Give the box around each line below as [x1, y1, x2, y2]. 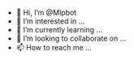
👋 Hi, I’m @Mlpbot [15, 8, 77, 17]
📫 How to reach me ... [15, 43, 92, 52]
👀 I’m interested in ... [15, 16, 85, 26]
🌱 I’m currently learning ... [15, 25, 103, 34]
